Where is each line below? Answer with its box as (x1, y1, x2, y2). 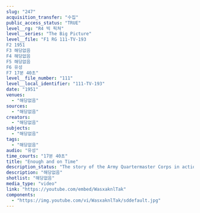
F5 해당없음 (6, 58, 31, 64)
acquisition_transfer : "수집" (6, 14, 79, 20)
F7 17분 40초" (6, 70, 39, 76)
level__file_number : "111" (6, 75, 73, 81)
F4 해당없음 (6, 53, 31, 59)
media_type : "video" (6, 181, 58, 187)
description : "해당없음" (6, 169, 63, 176)
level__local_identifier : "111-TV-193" (6, 81, 105, 87)
